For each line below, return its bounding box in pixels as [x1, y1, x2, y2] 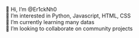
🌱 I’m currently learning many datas [5, 19, 95, 25]
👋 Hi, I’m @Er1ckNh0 [5, 6, 57, 13]
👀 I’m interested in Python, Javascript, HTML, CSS [5, 12, 131, 19]
